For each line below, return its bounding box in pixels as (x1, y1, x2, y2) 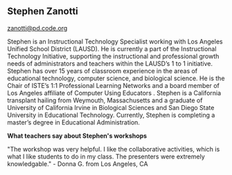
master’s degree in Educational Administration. (7, 118, 141, 127)
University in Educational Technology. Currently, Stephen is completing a (7, 111, 215, 119)
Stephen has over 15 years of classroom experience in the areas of (7, 66, 198, 75)
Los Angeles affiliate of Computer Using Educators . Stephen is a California (7, 89, 222, 97)
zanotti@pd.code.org (7, 24, 68, 32)
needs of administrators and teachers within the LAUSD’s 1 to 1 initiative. (7, 59, 213, 68)
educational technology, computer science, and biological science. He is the (7, 74, 225, 82)
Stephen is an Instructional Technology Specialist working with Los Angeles (7, 37, 223, 46)
